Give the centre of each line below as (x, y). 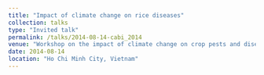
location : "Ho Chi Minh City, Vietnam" (73, 59)
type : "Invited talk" (44, 30)
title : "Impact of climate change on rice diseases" (96, 15)
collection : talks (38, 23)
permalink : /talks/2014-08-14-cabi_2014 (75, 37)
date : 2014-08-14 (37, 52)
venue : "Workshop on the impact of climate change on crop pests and (125, 45)
